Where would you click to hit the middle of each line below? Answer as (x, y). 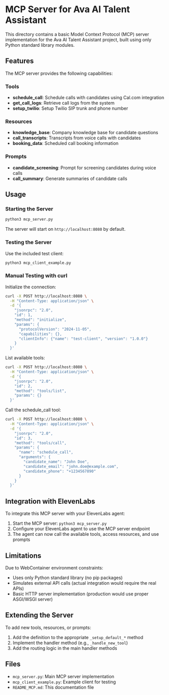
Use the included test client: (34, 253)
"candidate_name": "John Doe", (56, 462)
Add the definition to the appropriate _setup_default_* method (78, 637)
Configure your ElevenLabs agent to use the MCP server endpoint (81, 529)
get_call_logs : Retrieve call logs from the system (64, 103)
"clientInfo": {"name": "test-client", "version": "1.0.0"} (83, 339)
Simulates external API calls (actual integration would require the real (85, 583)
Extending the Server (39, 615)
